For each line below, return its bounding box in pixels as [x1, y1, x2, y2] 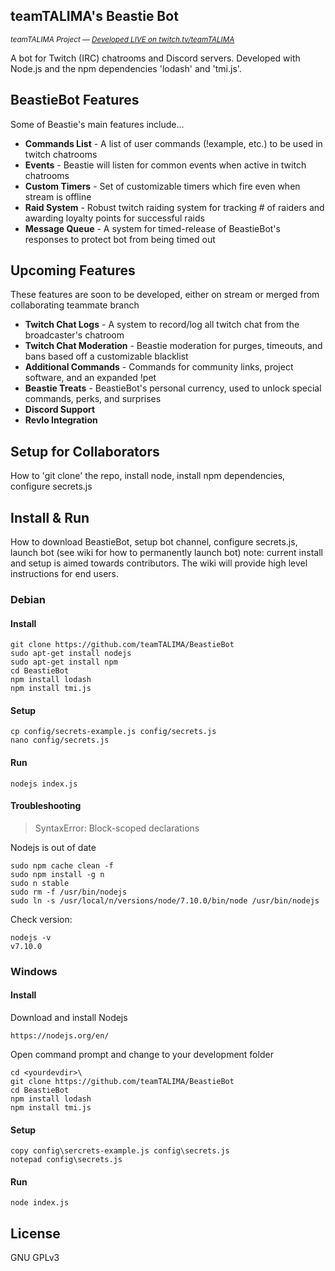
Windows [10, 964, 58, 978]
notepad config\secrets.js [10, 1155, 123, 1165]
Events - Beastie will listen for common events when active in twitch [24, 159, 307, 171]
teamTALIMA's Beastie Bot [10, 8, 179, 25]
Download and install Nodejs [10, 1011, 128, 1023]
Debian [10, 592, 46, 606]
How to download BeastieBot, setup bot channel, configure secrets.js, [10, 536, 298, 548]
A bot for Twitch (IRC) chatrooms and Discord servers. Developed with [10, 52, 301, 64]
